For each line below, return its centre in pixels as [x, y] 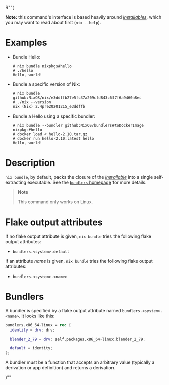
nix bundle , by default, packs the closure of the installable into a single [79, 177]
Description [30, 163]
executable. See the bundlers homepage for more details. [87, 182]
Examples [26, 43]
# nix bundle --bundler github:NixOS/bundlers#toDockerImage [78, 125]
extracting [16, 182]
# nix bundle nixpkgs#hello [42, 66]
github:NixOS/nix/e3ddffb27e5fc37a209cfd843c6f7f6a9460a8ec [77, 98]
